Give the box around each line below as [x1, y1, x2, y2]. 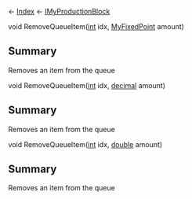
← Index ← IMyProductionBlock [8, 7, 110, 16]
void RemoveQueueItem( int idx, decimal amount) [8, 80, 166, 90]
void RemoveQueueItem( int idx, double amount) [8, 139, 163, 149]
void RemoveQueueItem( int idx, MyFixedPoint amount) [8, 22, 184, 31]
